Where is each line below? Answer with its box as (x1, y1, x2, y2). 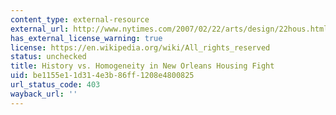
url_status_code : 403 (10, 80, 101, 90)
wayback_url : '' (10, 89, 78, 99)
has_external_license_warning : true (10, 33, 163, 43)
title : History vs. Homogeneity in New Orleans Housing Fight (10, 61, 275, 71)
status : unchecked (10, 52, 87, 62)
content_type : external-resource (10, 14, 150, 25)
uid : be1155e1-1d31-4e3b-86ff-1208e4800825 (10, 71, 195, 81)
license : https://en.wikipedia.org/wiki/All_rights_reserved (10, 42, 271, 53)
